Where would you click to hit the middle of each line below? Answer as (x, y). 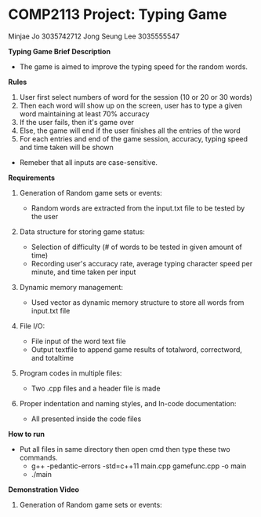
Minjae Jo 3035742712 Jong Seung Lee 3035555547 (94, 36)
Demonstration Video (44, 489)
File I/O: (32, 326)
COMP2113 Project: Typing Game (118, 15)
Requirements (32, 178)
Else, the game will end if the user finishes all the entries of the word (130, 130)
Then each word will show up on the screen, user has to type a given (131, 105)
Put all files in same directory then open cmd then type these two (125, 449)
